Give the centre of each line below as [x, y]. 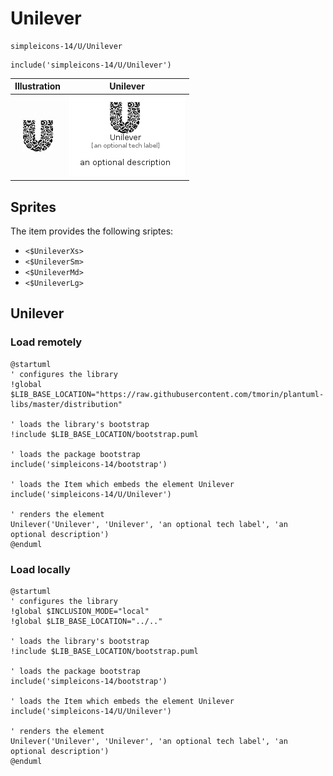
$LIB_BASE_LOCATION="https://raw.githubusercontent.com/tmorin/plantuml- [167, 394]
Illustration [38, 86]
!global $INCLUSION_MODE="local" [80, 611]
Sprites [33, 207]
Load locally [40, 569]
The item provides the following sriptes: [92, 231]
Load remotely [46, 342]
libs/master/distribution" [66, 404]
